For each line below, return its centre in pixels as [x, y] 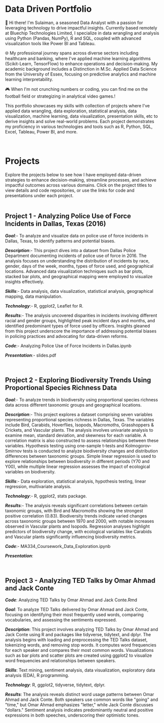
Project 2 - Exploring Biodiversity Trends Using [78, 380]
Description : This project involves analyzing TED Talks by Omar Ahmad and [82, 629]
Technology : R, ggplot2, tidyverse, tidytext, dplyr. [55, 685]
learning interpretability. [29, 79]
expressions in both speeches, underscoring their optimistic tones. [72, 715]
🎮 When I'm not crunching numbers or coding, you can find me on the [76, 89]
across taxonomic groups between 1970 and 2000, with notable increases [80, 521]
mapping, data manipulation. [34, 296]
